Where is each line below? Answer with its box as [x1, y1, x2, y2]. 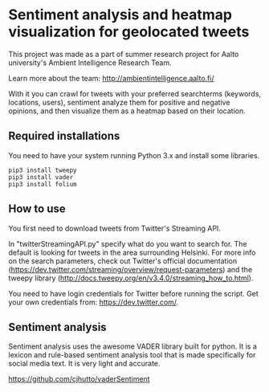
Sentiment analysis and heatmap [8, 6, 233, 24]
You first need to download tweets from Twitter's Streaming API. [8, 223, 221, 233]
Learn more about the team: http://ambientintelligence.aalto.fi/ [8, 73, 214, 83]
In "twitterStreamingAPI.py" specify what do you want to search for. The [8, 239, 247, 248]
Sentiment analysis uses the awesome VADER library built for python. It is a [8, 341, 257, 351]
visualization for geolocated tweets [8, 22, 250, 41]
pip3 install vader [8, 173, 74, 182]
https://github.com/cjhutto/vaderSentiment [8, 374, 150, 384]
